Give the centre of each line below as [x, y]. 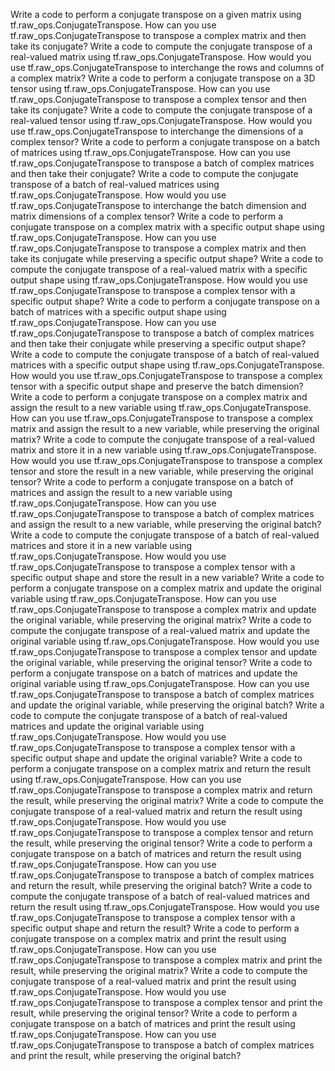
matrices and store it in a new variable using [101, 545]
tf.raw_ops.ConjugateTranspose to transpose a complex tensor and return [162, 832]
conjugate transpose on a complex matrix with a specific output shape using [167, 227]
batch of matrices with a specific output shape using [118, 312]
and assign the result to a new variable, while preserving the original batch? [166, 524]
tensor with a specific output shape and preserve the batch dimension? [157, 386]
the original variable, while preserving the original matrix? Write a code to [161, 620]
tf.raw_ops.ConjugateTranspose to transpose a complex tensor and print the [166, 1002]
